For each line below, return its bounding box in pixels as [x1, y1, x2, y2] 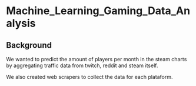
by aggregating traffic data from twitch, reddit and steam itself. [6, 62, 158, 69]
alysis [6, 16, 36, 30]
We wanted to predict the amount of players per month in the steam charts [6, 56, 187, 62]
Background [6, 40, 52, 50]
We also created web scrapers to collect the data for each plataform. [6, 74, 173, 80]
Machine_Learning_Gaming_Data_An [6, 4, 190, 18]
